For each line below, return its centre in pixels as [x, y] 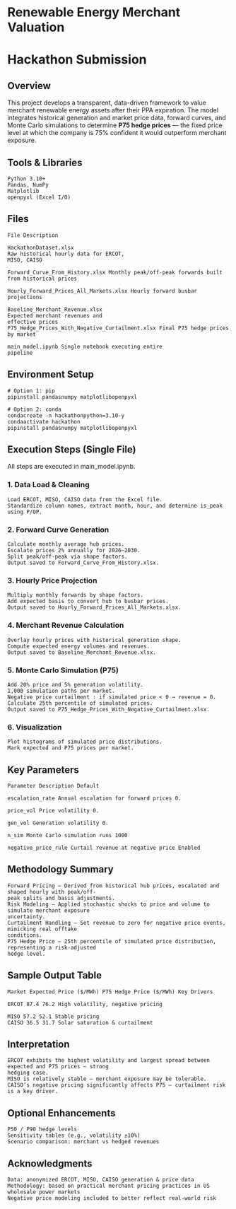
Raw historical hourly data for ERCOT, [66, 254]
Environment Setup [51, 374]
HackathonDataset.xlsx [41, 247]
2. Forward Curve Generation [58, 530]
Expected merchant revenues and [55, 315]
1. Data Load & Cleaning [48, 485]
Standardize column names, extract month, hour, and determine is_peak [115, 506]
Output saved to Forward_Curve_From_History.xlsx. [83, 563]
